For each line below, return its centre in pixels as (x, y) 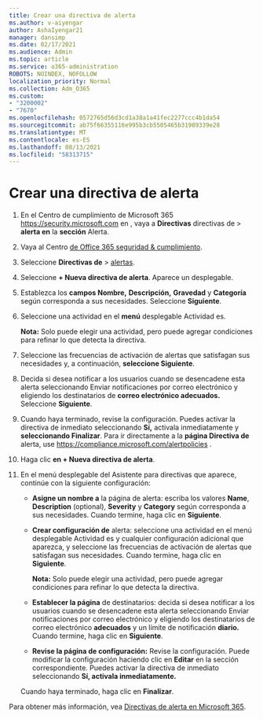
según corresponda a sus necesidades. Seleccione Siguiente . (121, 301)
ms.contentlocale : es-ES (49, 140)
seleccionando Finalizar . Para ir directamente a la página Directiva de (135, 436)
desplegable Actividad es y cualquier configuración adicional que (138, 539)
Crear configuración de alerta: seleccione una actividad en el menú (142, 530)
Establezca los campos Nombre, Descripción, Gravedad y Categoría (133, 293)
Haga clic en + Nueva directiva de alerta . (88, 459)
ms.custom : (27, 96)
